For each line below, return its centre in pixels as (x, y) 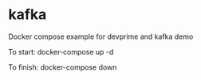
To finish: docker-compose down (63, 67)
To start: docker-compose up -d (61, 51)
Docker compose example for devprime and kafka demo (101, 36)
